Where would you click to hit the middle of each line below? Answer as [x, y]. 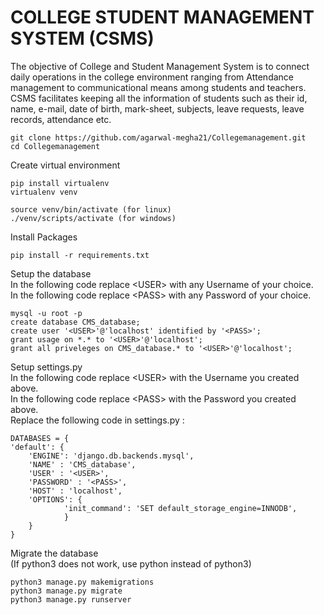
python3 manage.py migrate [66, 591]
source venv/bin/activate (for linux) [91, 209]
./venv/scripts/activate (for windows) [93, 218]
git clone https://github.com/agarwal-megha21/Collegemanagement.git [158, 137]
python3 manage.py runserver [71, 599]
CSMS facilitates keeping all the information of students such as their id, [159, 98]
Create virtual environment [65, 165]
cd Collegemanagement [55, 146]
